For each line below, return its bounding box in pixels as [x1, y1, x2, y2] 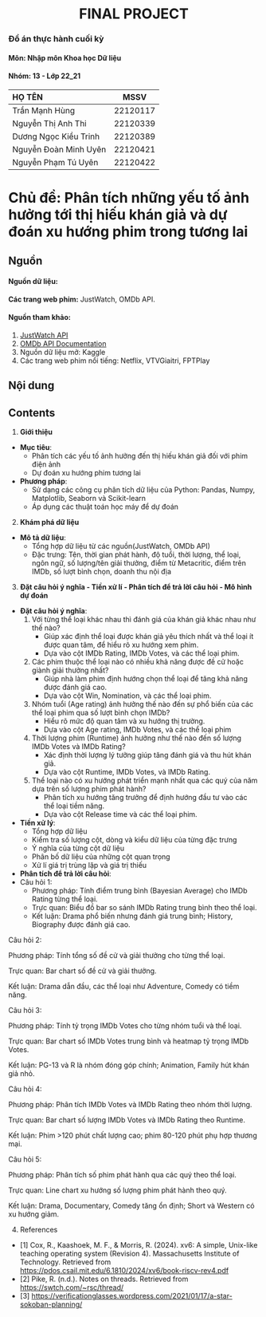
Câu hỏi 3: [8, 1006, 42, 1015]
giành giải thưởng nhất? [31, 665, 109, 675]
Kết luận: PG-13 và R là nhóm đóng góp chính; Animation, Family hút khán [8, 1060, 249, 1070]
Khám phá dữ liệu [19, 518, 80, 527]
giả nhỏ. [8, 1069, 35, 1078]
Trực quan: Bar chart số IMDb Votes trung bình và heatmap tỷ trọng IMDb [8, 1036, 249, 1046]
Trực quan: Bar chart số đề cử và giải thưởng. [8, 966, 157, 976]
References [19, 1225, 58, 1235]
